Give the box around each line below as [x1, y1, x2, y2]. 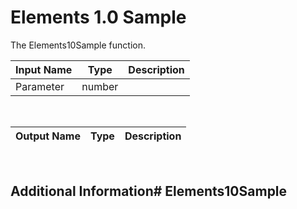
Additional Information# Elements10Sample [10, 183, 288, 200]
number [81, 79, 119, 93]
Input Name [15, 62, 73, 76]
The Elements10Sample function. [10, 39, 147, 51]
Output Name [15, 129, 81, 143]
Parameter [15, 79, 65, 93]
